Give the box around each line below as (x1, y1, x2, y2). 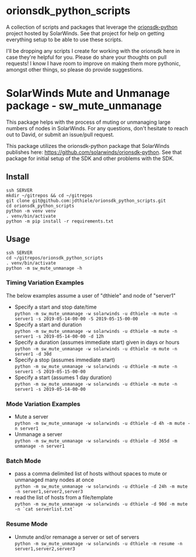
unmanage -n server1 (14, 443, 65, 450)
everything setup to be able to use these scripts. (6, 36, 123, 43)
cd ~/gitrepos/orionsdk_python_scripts (6, 255, 104, 261)
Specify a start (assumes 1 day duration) (14, 374, 112, 381)
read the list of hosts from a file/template (14, 494, 113, 501)
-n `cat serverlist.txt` (14, 507, 75, 512)
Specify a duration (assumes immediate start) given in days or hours (14, 339, 180, 346)
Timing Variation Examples (6, 279, 84, 287)
